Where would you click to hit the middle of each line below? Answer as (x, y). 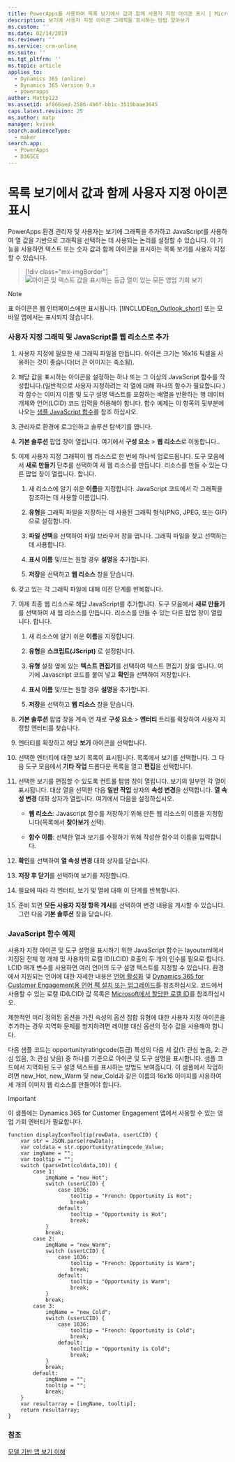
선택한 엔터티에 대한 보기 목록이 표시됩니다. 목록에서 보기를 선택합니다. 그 (117, 758)
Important (22, 1099)
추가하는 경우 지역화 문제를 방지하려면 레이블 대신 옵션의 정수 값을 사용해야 (109, 1026)
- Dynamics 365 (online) (50, 79)
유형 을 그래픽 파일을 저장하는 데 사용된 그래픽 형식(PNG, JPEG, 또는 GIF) (128, 512)
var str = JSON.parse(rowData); (67, 1141)
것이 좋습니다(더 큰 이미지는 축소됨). (85, 362)
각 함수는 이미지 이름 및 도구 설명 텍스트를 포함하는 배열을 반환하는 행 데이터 (121, 395)
